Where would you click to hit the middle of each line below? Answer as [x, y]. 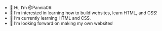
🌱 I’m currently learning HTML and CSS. [50, 18]
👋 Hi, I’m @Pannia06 [31, 8]
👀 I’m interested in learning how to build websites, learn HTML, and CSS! [83, 13]
